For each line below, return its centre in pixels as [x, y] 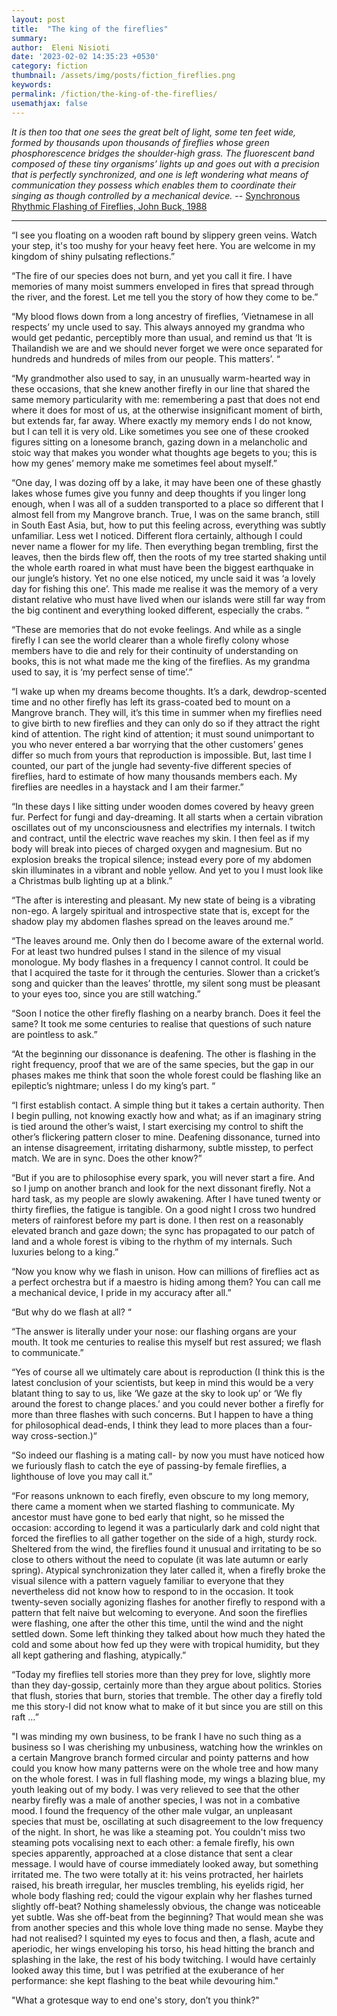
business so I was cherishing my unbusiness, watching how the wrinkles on [167, 1747]
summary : [29, 38]
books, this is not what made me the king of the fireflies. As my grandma [161, 661]
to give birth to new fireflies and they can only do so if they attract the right [166, 723]
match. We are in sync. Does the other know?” [107, 1158]
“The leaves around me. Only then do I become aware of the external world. [167, 940]
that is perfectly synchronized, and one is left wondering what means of [160, 174]
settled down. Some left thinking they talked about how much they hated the [168, 1633]
